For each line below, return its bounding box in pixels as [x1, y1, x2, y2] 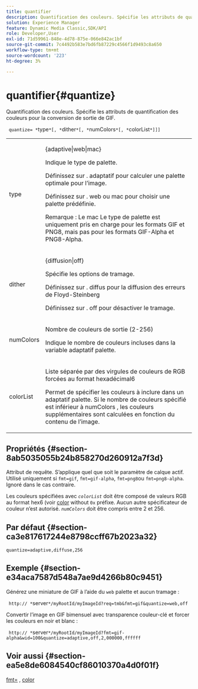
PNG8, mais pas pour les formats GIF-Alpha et [45, 228, 174, 236]
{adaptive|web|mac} [45, 145, 102, 154]
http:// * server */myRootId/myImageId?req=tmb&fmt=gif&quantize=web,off [8, 599, 189, 606]
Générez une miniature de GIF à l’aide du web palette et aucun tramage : [6, 588, 180, 595]
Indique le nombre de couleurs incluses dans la [45, 339, 176, 347]
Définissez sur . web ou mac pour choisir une [45, 193, 170, 201]
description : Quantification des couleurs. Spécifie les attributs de [6, 14, 183, 20]
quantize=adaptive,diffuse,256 [6, 547, 83, 553]
